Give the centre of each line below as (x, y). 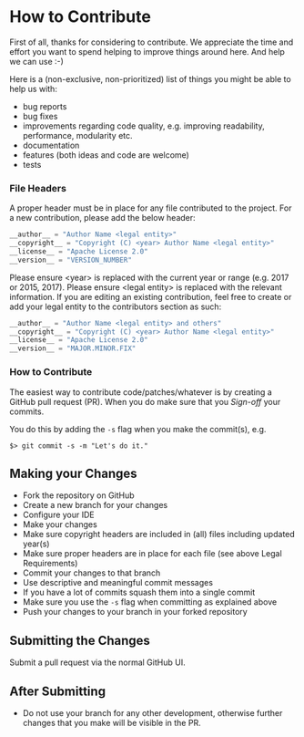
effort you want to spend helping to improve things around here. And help (147, 51)
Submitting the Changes (80, 640)
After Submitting (58, 691)
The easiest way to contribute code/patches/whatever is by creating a (141, 392)
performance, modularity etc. (78, 135)
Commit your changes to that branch (91, 573)
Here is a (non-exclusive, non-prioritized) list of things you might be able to (150, 78)
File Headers (38, 188)
